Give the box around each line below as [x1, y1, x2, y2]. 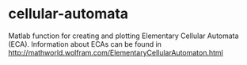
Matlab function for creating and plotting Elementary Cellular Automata [8, 31, 239, 40]
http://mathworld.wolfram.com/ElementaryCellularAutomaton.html [8, 48, 224, 57]
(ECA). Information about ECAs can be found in [8, 39, 162, 48]
